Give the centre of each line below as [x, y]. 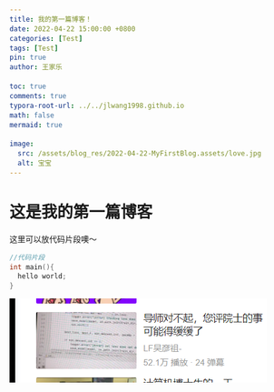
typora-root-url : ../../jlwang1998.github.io [97, 106]
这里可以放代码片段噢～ [53, 239]
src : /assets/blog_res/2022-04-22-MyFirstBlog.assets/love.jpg [139, 154]
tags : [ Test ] [34, 48]
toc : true [28, 86]
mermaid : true [36, 125]
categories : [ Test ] [46, 38]
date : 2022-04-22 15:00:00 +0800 [73, 29]
